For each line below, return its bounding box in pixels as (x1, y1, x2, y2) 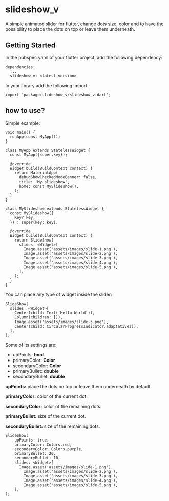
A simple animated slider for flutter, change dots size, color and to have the (5, 21, 164, 27)
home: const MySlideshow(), (18, 184, 79, 189)
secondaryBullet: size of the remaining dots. (5, 423, 100, 429)
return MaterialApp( (14, 170, 58, 175)
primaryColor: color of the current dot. (5, 393, 88, 399)
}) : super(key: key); (10, 219, 58, 225)
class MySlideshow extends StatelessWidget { (5, 206, 104, 211)
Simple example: (5, 119, 40, 126)
